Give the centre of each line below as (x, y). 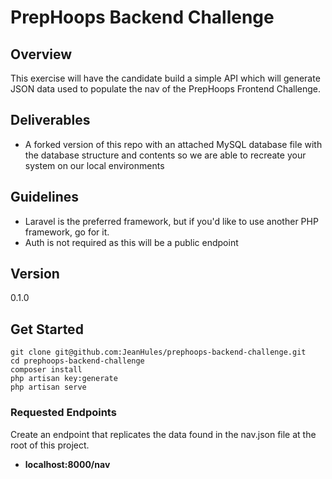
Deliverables (50, 120)
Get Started (47, 329)
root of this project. (50, 445)
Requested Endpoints (63, 413)
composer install (46, 370)
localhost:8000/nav (67, 464)
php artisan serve (48, 387)
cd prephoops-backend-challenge (77, 361)
